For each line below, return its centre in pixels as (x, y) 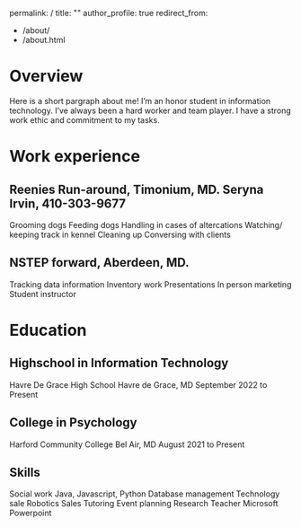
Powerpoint (31, 513)
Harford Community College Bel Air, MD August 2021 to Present (127, 444)
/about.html (44, 40)
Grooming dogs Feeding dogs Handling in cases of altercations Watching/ (146, 224)
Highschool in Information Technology (119, 363)
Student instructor (43, 294)
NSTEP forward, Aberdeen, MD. (100, 263)
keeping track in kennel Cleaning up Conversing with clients (120, 234)
